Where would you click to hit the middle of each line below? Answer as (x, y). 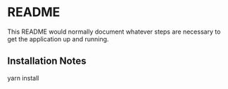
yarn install (23, 78)
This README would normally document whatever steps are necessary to (114, 32)
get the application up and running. (58, 39)
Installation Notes (47, 61)
